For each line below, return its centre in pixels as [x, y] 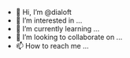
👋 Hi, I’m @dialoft [44, 12]
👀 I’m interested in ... [49, 20]
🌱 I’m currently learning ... [58, 29]
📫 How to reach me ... [52, 46]
